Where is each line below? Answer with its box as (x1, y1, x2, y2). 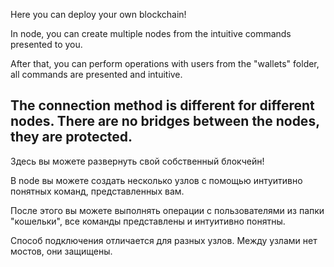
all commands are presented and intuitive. (10, 69, 183, 80)
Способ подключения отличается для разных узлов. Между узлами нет (10, 234, 318, 246)
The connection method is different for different (10, 97, 315, 114)
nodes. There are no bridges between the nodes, (10, 113, 320, 130)
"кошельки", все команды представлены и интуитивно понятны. (10, 215, 286, 227)
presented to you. (10, 39, 83, 50)
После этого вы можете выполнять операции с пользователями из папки (10, 204, 325, 216)
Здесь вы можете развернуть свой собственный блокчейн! (10, 155, 265, 167)
